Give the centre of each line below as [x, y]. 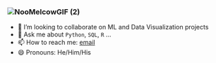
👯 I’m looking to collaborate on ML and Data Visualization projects [113, 27]
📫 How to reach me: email [56, 43]
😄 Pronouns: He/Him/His [54, 52]
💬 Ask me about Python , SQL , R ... [64, 34]
